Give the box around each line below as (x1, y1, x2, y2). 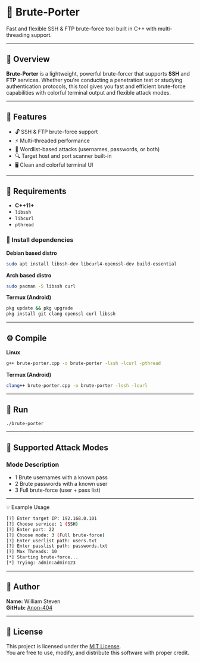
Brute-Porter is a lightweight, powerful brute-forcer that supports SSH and (6, 70, 190, 77)
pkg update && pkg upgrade (6, 305, 73, 311)
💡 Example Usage (6, 504, 50, 511)
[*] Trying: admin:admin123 (6, 560, 76, 566)
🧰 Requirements (6, 186, 67, 196)
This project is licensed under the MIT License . (6, 642, 121, 649)
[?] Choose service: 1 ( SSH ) (6, 521, 79, 527)
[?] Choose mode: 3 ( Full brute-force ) (6, 532, 105, 538)
